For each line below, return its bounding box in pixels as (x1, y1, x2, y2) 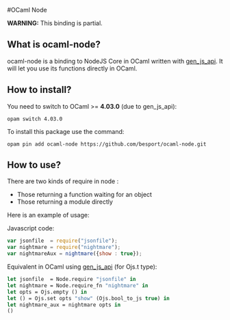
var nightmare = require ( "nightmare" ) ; (7, 244, 121, 251)
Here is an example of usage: (7, 211, 90, 219)
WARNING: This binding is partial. (7, 19, 103, 27)
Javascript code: (7, 224, 55, 232)
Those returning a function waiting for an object (16, 191, 153, 199)
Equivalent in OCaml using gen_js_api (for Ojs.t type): (7, 263, 157, 271)
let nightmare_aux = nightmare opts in (7, 301, 121, 308)
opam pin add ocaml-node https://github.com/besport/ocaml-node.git (7, 140, 207, 148)
